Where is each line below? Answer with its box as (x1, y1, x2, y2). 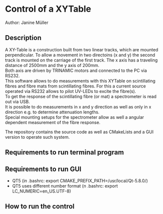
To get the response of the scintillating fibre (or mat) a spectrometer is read (5, 93, 157, 99)
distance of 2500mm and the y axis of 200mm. (5, 62, 100, 68)
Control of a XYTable (5, 3, 91, 15)
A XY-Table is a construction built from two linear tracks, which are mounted (5, 46, 159, 52)
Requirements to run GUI (5, 165, 81, 173)
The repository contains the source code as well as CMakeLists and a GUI (5, 128, 154, 135)
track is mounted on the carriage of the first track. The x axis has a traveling (5, 57, 158, 63)
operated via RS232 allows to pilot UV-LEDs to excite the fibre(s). (5, 88, 137, 94)
